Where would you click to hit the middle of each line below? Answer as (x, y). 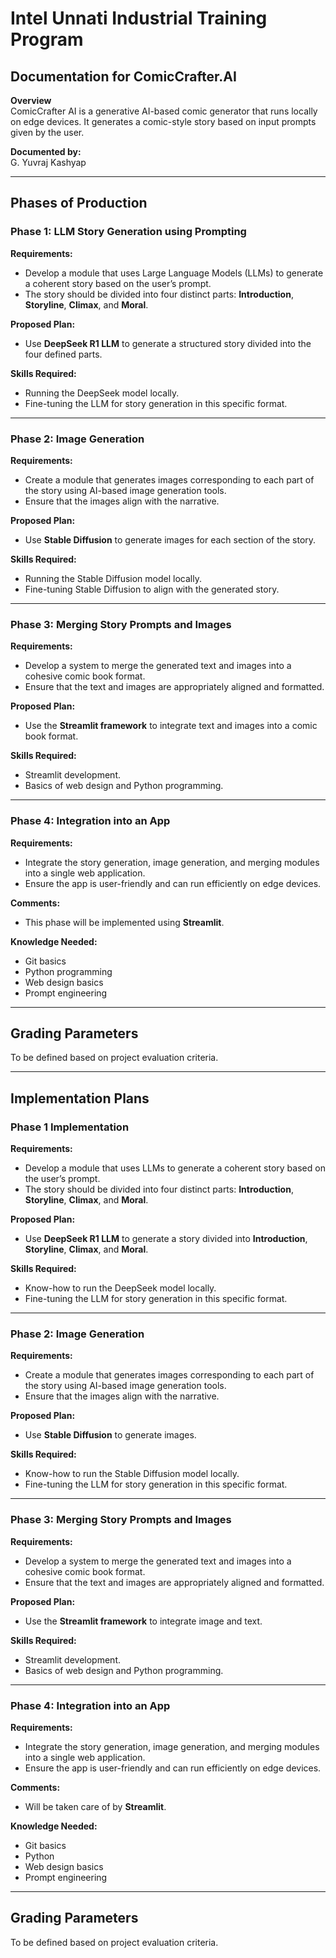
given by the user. (47, 132)
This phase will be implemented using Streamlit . (124, 922)
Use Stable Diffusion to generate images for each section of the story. (170, 539)
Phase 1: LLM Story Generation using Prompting (128, 232)
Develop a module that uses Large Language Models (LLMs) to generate (174, 273)
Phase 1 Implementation (70, 1127)
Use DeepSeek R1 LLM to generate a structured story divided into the (168, 343)
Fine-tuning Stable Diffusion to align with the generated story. (152, 589)
